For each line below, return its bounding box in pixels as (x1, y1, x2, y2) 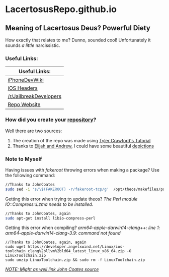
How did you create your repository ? (5, 116, 97, 123)
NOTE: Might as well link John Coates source (5, 266, 99, 272)
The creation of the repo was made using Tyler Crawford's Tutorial (12, 137, 151, 143)
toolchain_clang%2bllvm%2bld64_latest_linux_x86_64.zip (5, 249, 125, 254)
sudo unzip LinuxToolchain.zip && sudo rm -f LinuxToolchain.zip (5, 257, 145, 263)
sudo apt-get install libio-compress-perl (5, 215, 96, 220)
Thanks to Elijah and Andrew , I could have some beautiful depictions (12, 143, 154, 149)
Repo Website (8, 101, 41, 108)
